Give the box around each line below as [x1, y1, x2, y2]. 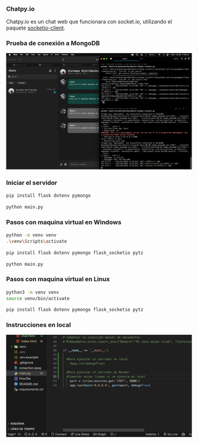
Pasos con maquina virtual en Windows [6, 218, 122, 226]
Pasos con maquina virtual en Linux [6, 275, 110, 284]
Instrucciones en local [6, 321, 71, 329]
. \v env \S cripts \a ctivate [6, 238, 67, 244]
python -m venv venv [6, 232, 57, 238]
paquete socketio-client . [6, 24, 66, 31]
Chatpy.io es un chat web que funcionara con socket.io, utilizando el [6, 18, 173, 25]
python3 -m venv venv [6, 289, 60, 295]
